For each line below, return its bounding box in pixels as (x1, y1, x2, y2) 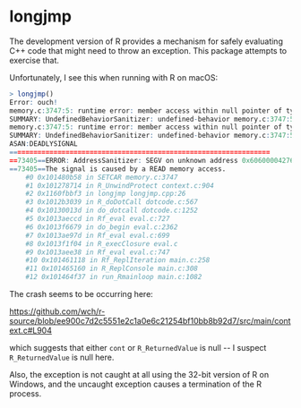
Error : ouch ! (9, 98, 58, 106)
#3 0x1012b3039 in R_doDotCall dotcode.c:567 (25, 198, 199, 207)
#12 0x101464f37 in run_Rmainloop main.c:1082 (25, 273, 202, 282)
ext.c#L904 (9, 325, 52, 336)
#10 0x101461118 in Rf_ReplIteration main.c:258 (25, 256, 211, 265)
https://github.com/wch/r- (9, 306, 106, 317)
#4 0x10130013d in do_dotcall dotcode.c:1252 (25, 206, 199, 216)
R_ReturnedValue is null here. (9, 352, 115, 363)
